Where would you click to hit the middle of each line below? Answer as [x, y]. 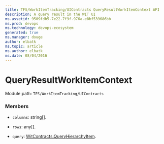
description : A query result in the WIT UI [50, 14]
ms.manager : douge [24, 37]
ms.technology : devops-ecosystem [39, 28]
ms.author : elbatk [24, 51]
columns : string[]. [29, 117]
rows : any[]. [24, 127]
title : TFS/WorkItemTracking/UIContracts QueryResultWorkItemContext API [82, 10]
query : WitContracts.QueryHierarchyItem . [54, 136]
